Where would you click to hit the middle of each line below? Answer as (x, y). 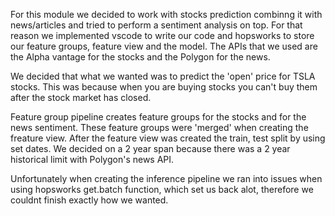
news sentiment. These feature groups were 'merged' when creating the (159, 127)
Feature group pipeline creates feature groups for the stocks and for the (158, 117)
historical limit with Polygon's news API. (92, 159)
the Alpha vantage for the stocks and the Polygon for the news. (140, 57)
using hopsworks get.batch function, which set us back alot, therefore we (162, 189)
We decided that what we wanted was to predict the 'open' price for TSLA (163, 76)
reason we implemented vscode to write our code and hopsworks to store (162, 35)
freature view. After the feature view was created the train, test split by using (168, 138)
